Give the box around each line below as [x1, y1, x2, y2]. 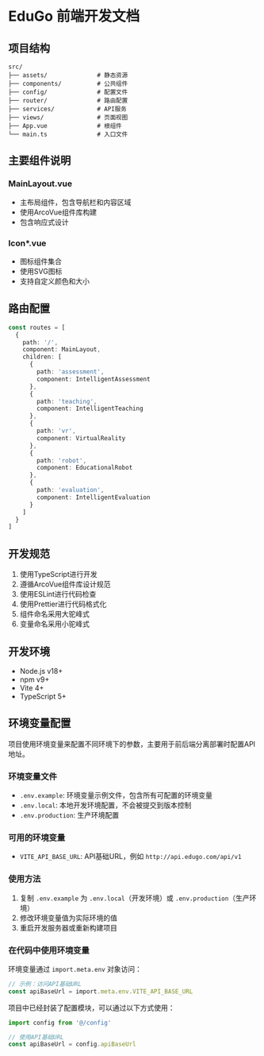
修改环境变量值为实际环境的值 [19, 913, 117, 923]
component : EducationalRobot [36, 464, 133, 472]
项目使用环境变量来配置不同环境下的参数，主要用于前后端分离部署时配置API [8, 739, 256, 748]
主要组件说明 [8, 154, 71, 168]
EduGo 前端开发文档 [8, 7, 140, 25]
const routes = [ [8, 323, 66, 331]
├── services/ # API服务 [8, 105, 127, 113]
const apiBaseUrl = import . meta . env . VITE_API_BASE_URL [8, 987, 193, 996]
